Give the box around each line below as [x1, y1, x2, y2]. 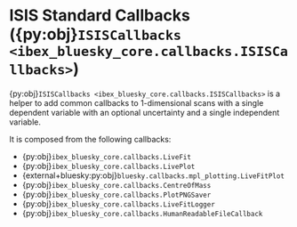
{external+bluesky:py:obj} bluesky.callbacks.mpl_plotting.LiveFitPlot [21, 170, 285, 181]
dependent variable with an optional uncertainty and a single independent [9, 107, 280, 118]
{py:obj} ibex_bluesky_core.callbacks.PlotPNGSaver [21, 189, 212, 199]
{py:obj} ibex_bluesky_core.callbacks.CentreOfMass [21, 179, 212, 190]
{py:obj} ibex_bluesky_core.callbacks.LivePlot [21, 160, 196, 171]
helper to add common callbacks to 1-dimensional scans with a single [9, 97, 264, 108]
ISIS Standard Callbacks [9, 5, 191, 26]
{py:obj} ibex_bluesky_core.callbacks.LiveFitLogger [21, 198, 215, 209]
